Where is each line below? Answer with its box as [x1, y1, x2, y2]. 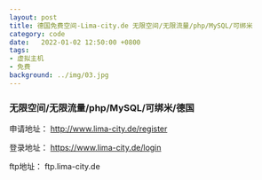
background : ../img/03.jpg [9, 71, 109, 80]
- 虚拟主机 [9, 54, 44, 63]
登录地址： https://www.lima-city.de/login [9, 143, 162, 153]
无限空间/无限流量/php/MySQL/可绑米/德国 [9, 101, 195, 113]
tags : [9, 46, 29, 55]
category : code [9, 29, 66, 38]
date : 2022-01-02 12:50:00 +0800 [9, 37, 141, 47]
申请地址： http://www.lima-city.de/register [9, 123, 168, 134]
